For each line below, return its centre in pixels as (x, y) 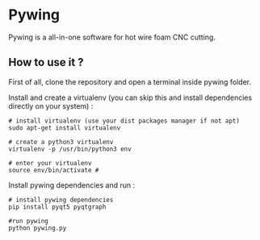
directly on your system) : (51, 106)
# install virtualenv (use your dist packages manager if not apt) (124, 121)
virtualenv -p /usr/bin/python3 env (70, 149)
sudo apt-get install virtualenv (65, 128)
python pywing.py (38, 228)
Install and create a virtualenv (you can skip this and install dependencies (130, 97)
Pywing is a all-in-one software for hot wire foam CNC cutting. (112, 37)
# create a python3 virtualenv (61, 142)
